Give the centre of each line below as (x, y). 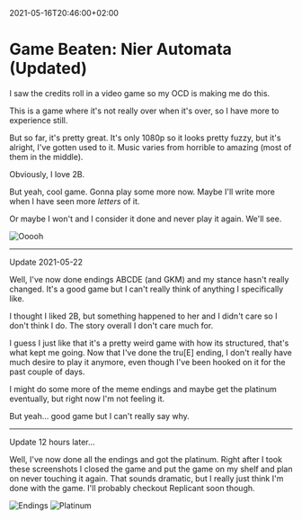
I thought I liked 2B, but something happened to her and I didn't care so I (143, 316)
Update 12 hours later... (53, 442)
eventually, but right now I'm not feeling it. (87, 399)
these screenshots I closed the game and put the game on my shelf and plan (151, 469)
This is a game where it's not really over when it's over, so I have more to (144, 111)
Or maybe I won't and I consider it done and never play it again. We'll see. (146, 219)
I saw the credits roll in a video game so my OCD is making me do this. (140, 93)
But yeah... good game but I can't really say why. (100, 416)
